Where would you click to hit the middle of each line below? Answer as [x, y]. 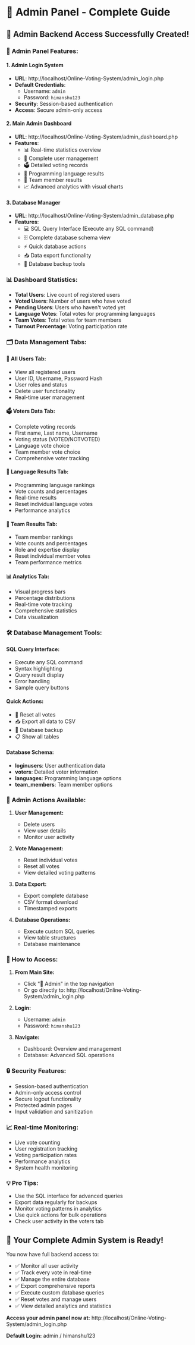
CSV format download [51, 902]
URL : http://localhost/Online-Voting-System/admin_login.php [89, 78]
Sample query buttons [42, 688]
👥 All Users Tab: [26, 359]
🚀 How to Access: [32, 960]
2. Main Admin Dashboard [39, 124]
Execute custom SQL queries [59, 931]
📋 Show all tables [37, 736]
